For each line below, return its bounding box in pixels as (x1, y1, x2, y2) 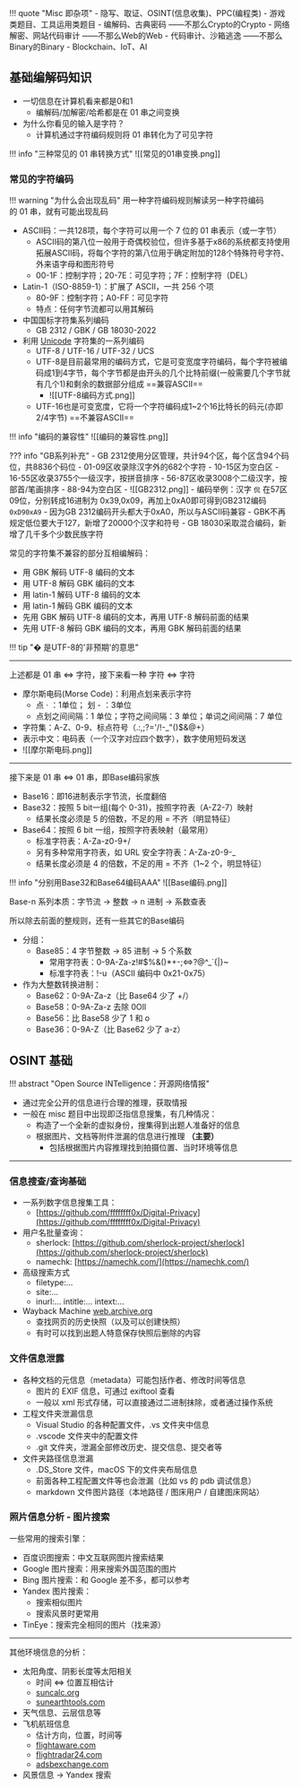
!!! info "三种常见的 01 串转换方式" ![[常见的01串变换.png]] (9, 148, 221, 159)
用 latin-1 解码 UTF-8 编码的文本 (21, 590, 141, 600)
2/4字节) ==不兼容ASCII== (35, 412, 134, 423)
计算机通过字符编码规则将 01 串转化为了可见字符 (35, 129, 213, 140)
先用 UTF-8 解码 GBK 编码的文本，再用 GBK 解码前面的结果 (21, 623, 242, 634)
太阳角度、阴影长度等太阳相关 (21, 1665, 133, 1676)
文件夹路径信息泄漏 (21, 1453, 94, 1464)
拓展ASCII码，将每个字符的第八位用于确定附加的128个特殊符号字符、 (35, 247, 289, 258)
